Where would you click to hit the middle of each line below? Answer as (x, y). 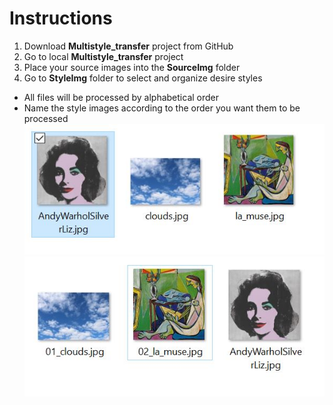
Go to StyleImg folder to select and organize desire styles (143, 78)
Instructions (61, 18)
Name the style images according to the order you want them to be (162, 108)
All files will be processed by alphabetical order (121, 97)
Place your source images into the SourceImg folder (132, 67)
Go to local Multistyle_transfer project (103, 56)
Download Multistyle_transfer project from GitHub (128, 46)
